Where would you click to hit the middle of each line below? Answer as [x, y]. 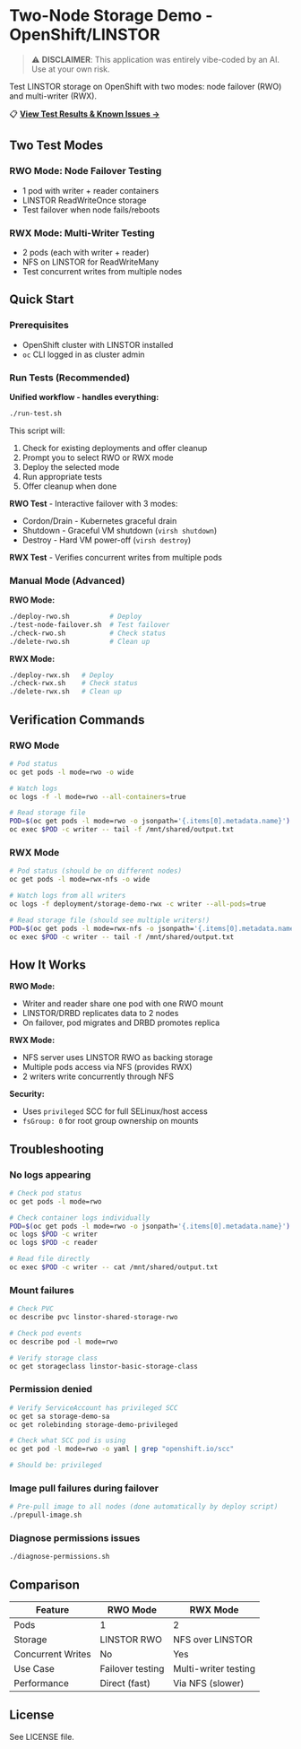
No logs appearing [50, 1174]
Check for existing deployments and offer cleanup [115, 448]
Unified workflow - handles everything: [84, 396]
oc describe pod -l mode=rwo [64, 1342]
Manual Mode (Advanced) [67, 580]
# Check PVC [31, 1309]
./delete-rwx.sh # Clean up [66, 692]
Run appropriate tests [62, 476]
